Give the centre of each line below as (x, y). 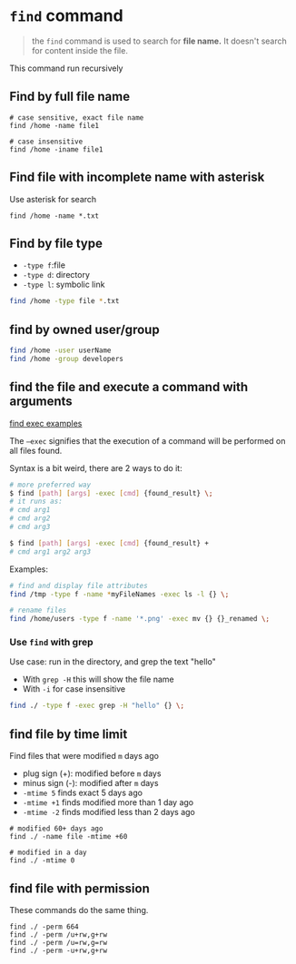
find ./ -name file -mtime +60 (69, 837)
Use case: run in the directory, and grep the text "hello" (113, 662)
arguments (41, 402)
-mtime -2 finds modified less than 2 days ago (109, 812)
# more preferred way (50, 485)
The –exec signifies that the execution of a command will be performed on (148, 440)
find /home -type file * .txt (64, 301)
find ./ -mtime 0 (42, 861)
